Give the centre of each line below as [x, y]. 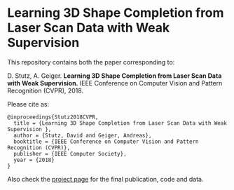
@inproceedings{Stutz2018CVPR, [53, 117]
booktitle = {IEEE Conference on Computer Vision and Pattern [106, 142]
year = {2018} [34, 160]
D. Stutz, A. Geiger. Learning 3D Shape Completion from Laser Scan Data [115, 76]
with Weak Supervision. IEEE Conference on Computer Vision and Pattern [115, 83]
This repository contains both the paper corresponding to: [91, 62]
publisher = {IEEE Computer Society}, [70, 154]
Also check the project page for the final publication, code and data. [105, 179]
